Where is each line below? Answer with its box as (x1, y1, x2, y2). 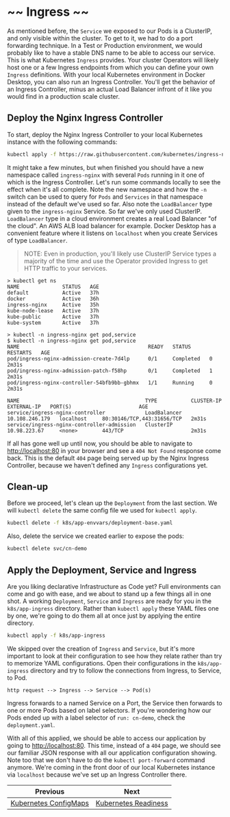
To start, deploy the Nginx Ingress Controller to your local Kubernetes (7, 130, 203, 138)
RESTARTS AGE (7, 349, 51, 356)
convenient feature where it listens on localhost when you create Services (7, 229, 218, 237)
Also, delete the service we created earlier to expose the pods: (7, 532, 185, 540)
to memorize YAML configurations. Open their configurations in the (7, 659, 196, 667)
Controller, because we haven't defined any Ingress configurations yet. (7, 461, 208, 470)
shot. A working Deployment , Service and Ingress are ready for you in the (7, 597, 212, 605)
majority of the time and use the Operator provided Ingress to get (23, 256, 208, 265)
